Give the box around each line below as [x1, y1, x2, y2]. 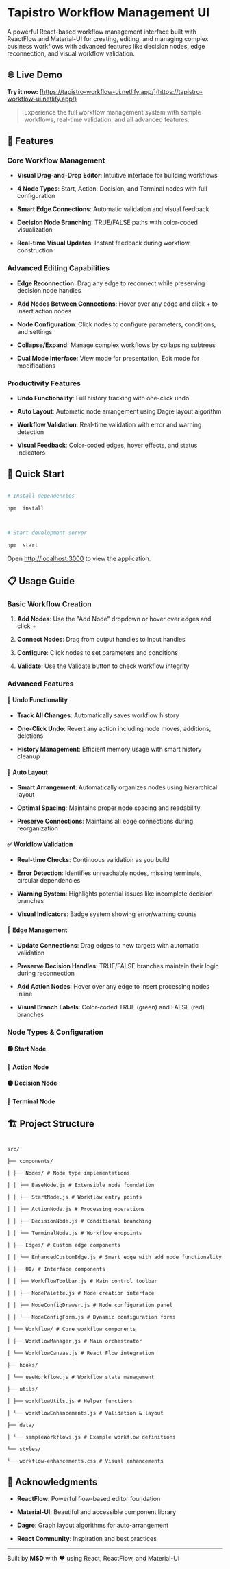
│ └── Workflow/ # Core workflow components [7, 1326, 136, 1332]
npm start [7, 542, 38, 549]
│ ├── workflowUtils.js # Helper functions [7, 1398, 133, 1404]
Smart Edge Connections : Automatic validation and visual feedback [16, 205, 210, 213]
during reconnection [16, 969, 75, 977]
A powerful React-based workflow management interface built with [7, 27, 197, 36]
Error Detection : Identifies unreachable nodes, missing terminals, [16, 869, 202, 877]
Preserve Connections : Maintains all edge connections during [16, 817, 194, 826]
